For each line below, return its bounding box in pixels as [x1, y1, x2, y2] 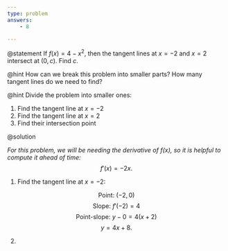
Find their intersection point [17, 119, 96, 128]
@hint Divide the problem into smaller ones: [7, 91, 132, 99]
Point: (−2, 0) [98, 191, 135, 200]
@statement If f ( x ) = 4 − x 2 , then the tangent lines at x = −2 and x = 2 [7, 48, 207, 58]
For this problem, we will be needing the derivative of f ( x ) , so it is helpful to [7, 146, 221, 155]
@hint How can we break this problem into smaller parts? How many [7, 70, 202, 78]
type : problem [7, 10, 49, 17]
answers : [7, 17, 33, 24]
